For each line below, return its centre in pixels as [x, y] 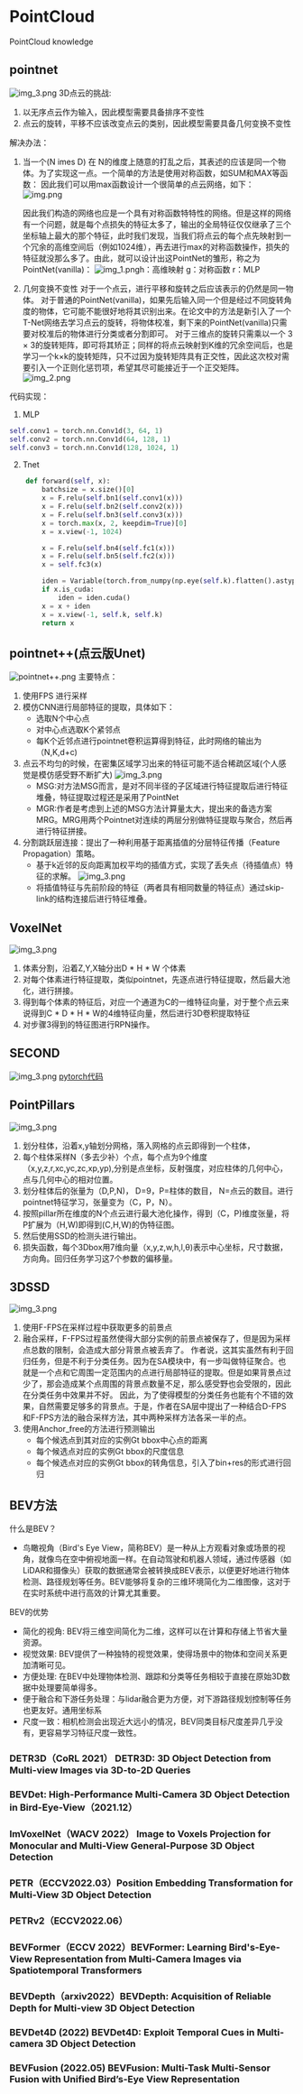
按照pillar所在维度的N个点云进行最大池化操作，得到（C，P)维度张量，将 [156, 1213]
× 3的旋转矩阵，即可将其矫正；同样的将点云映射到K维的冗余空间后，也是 [158, 345]
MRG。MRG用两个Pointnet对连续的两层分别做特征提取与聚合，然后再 [164, 820]
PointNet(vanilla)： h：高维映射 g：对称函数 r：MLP [141, 269]
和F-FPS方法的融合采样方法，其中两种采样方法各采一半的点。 [137, 1417]
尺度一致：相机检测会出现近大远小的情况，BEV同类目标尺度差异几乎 [149, 1721]
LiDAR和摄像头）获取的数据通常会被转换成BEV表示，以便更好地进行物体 [156, 1571]
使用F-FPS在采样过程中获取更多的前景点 [97, 1327]
